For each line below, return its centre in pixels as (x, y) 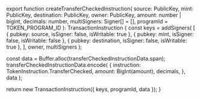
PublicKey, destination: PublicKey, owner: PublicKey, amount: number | (94, 15)
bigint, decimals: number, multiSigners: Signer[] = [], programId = (87, 21)
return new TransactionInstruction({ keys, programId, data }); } (84, 89)
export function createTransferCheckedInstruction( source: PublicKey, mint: (100, 9)
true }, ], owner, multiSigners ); (44, 47)
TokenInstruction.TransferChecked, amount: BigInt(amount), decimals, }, (96, 71)
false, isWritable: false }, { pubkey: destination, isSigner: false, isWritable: (97, 40)
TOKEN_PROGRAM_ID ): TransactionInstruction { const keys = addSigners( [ (101, 28)
